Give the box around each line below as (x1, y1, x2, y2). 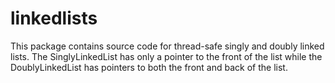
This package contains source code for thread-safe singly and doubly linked (10, 40, 325, 52)
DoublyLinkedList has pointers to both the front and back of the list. (10, 61, 288, 73)
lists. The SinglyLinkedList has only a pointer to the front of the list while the (10, 50, 323, 62)
